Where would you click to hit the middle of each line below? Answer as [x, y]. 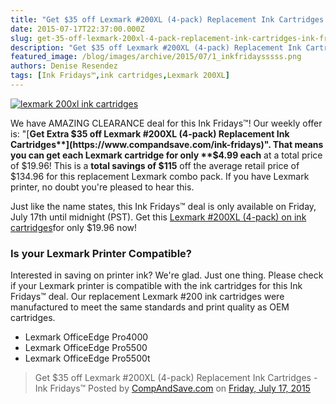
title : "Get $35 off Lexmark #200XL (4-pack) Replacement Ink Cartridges [167, 19]
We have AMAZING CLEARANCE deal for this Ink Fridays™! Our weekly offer [166, 123]
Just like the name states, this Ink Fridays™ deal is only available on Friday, [163, 206]
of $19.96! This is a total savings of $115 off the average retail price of [155, 165]
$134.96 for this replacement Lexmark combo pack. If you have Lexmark [160, 176]
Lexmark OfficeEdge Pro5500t [87, 358]
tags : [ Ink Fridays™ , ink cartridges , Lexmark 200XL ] [120, 76]
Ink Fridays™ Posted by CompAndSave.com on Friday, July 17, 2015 [172, 388]
